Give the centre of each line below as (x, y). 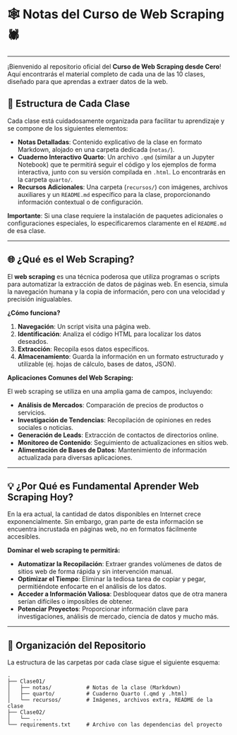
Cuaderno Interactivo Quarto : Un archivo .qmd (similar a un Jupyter (116, 157)
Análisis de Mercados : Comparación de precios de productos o (110, 405)
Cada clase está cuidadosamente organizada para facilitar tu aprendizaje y (116, 121)
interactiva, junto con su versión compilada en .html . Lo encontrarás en (121, 172)
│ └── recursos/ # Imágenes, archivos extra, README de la (110, 700)
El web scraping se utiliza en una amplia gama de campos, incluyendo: (110, 391)
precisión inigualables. (40, 299)
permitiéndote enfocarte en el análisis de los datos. (92, 587)
